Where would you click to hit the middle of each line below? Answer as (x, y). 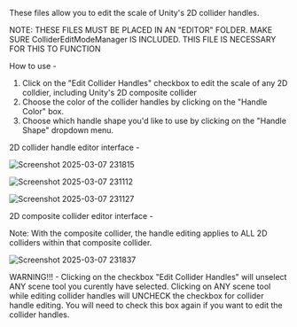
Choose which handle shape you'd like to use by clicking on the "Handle (154, 121)
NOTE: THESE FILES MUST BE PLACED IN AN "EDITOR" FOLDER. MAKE (141, 30)
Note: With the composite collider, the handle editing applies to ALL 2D (138, 233)
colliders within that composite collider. (81, 242)
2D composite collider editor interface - (81, 216)
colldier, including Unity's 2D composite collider (109, 93)
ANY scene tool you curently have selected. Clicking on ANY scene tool (140, 286)
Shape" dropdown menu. (67, 130)
